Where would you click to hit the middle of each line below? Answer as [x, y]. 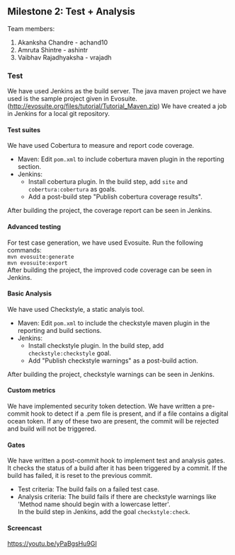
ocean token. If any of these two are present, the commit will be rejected [113, 421]
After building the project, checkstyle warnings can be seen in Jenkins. [111, 374]
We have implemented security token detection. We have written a [104, 406]
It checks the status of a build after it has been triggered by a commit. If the [117, 468]
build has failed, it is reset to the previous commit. [80, 476]
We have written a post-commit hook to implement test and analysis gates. [116, 461]
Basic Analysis [29, 293]
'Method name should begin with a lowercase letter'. [94, 504]
